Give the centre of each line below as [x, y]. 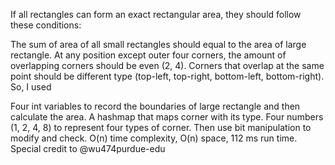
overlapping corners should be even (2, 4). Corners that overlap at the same [167, 65]
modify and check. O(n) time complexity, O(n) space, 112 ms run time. [154, 138]
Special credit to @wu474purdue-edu [88, 148]
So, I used [31, 87]
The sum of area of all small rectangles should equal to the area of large [158, 44]
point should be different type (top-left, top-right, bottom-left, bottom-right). [167, 76]
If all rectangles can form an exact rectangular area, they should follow [156, 14]
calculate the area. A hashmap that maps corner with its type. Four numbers [167, 117]
